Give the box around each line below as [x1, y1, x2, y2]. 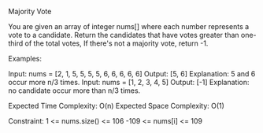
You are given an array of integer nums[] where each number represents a [8, 22, 250, 31]
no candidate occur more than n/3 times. [8, 86, 141, 95]
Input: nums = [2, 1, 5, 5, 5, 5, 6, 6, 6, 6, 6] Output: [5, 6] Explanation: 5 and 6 [8, 69, 256, 78]
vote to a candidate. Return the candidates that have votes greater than [8, 31, 239, 39]
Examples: [8, 54, 42, 63]
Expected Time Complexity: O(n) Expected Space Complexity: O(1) [8, 102, 224, 110]
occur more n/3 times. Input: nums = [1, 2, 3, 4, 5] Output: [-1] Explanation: [8, 78, 250, 87]
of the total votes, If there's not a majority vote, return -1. [24, 39, 209, 48]
